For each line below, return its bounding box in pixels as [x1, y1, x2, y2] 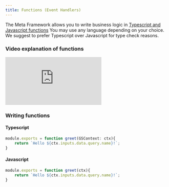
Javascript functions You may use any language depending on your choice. [5, 27, 165, 33]
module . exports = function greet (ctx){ [5, 168, 91, 173]
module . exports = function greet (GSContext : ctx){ [5, 136, 116, 141]
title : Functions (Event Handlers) [5, 7, 81, 13]
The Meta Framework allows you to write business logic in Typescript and [5, 21, 161, 28]
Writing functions [5, 112, 50, 119]
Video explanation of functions [5, 45, 84, 52]
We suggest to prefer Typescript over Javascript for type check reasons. [5, 32, 159, 38]
